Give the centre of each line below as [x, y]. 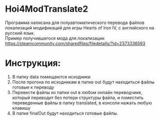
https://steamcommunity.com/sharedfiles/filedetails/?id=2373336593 [75, 43]
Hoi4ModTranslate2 [47, 9]
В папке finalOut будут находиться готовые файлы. [65, 113]
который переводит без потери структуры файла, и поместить [78, 97]
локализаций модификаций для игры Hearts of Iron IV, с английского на [80, 27]
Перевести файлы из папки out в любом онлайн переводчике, [77, 92]
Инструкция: [33, 63]
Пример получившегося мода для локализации [55, 38]
